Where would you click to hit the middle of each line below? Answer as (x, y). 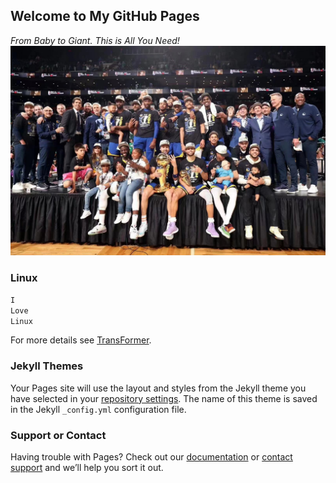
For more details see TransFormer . (81, 340)
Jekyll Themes (47, 366)
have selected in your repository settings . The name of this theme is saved (164, 398)
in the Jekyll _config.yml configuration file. (98, 409)
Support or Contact (58, 435)
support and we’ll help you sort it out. (87, 467)
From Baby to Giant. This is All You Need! (95, 40)
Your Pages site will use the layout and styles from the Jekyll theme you (158, 388)
